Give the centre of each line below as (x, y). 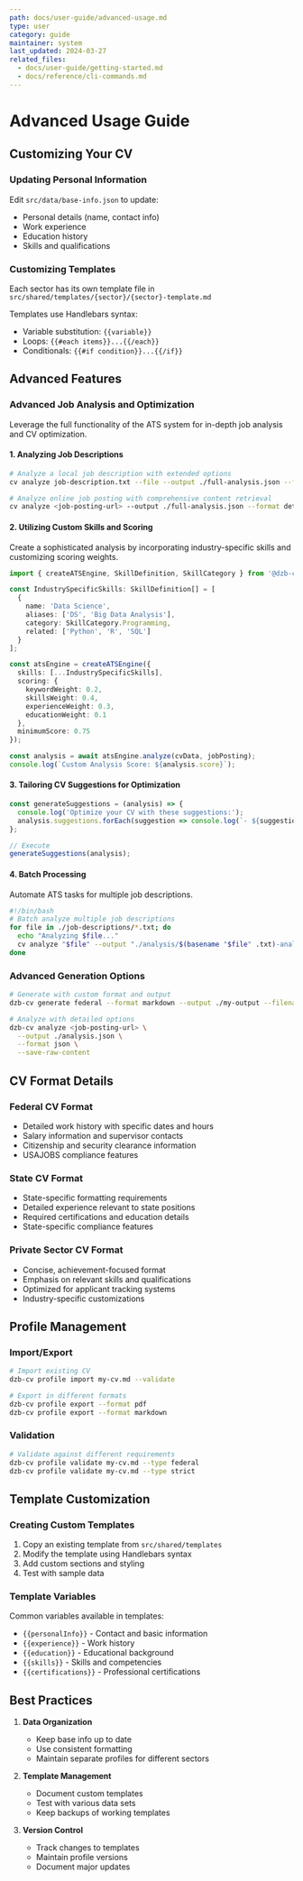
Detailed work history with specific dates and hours (118, 1126)
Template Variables (53, 1597)
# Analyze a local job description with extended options (120, 473)
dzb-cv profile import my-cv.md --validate (92, 1380)
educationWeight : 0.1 (66, 715)
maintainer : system (46, 43)
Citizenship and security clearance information (109, 1145)
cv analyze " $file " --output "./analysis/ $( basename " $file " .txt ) (147, 945)
